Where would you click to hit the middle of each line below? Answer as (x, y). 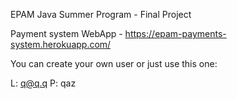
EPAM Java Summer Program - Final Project (101, 14)
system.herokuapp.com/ (61, 44)
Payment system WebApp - (66, 33)
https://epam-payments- (175, 33)
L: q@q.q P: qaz (43, 83)
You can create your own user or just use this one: (114, 63)
